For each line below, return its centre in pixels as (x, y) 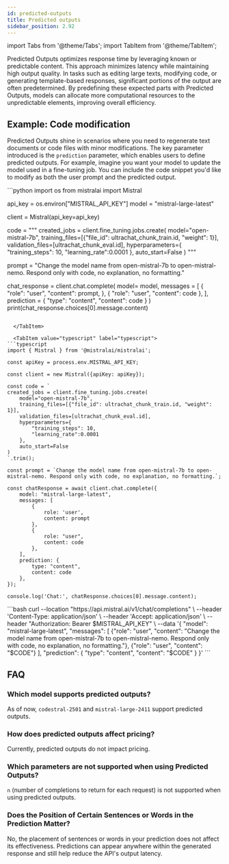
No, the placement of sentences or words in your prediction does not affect (113, 839)
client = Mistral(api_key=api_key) (53, 217)
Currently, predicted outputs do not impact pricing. (79, 749)
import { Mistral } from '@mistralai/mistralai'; (79, 350)
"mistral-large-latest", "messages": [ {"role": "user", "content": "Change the (113, 631)
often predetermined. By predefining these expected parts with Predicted (110, 88)
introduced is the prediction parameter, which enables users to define (106, 156)
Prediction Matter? (39, 824)
